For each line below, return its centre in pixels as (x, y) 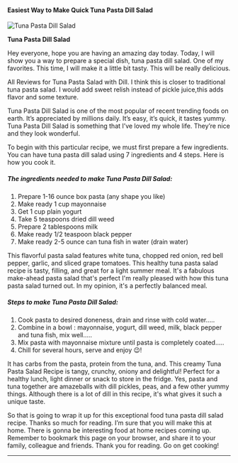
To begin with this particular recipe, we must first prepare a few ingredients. (118, 147)
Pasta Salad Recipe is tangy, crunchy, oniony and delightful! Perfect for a (114, 371)
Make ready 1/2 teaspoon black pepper (75, 234)
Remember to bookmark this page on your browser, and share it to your (112, 438)
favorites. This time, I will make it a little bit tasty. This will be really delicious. (119, 68)
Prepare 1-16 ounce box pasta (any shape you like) (91, 197)
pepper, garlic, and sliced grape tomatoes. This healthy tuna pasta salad (113, 263)
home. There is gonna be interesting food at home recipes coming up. (109, 430)
